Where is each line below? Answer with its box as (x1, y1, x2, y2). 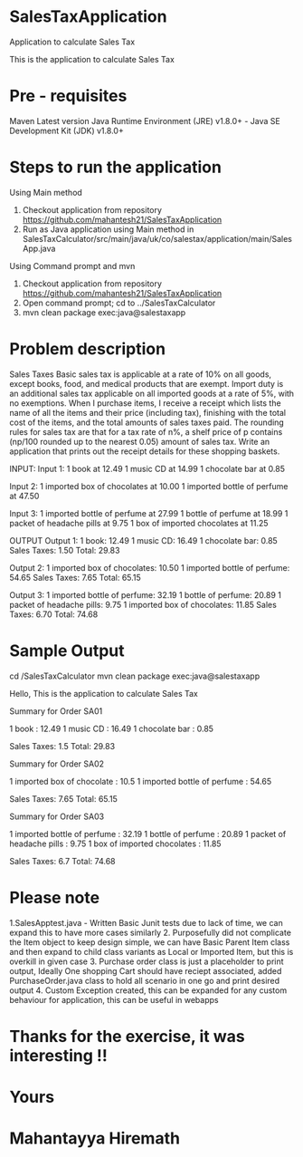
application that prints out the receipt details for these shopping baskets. (9, 446, 280, 457)
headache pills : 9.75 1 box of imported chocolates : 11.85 (9, 838, 222, 849)
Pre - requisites (9, 86, 128, 106)
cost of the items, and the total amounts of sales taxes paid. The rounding (9, 417, 285, 428)
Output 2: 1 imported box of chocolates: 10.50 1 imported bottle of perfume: (9, 562, 290, 573)
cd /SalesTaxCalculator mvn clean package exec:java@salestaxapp (9, 670, 260, 681)
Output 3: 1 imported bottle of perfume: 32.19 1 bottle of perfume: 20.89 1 (9, 589, 282, 600)
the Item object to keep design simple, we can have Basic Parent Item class (9, 936, 290, 948)
